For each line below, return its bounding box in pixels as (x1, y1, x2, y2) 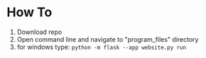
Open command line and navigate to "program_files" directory (16, 35, 199, 43)
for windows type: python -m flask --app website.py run (16, 42, 186, 51)
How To (6, 4, 53, 21)
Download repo (16, 28, 63, 36)
